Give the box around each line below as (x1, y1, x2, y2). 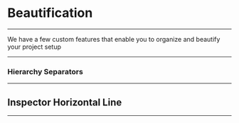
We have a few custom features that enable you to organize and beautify (7, 35, 221, 43)
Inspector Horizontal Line (7, 96, 122, 108)
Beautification (7, 5, 93, 21)
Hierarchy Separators (7, 66, 83, 76)
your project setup (7, 42, 62, 51)
